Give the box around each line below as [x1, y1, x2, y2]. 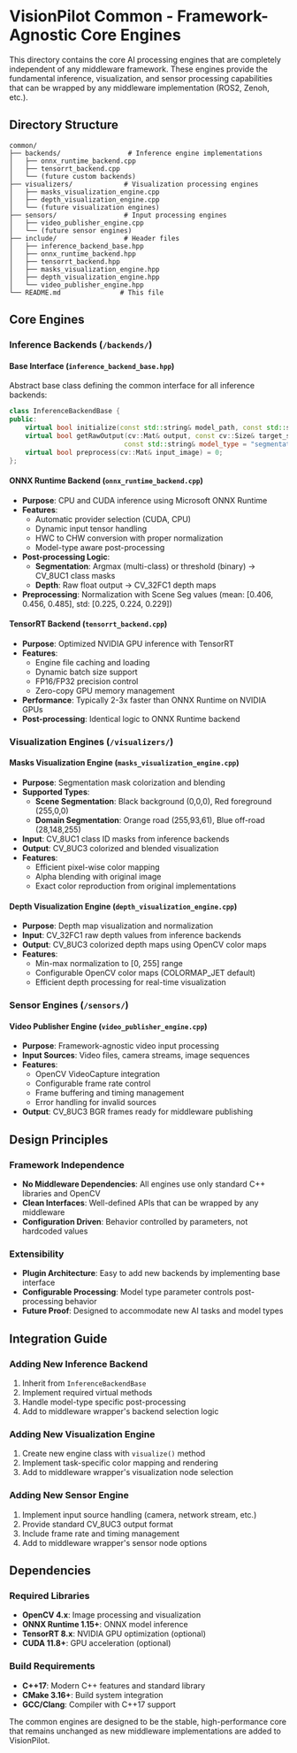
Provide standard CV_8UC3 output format [21, 1518, 174, 1529]
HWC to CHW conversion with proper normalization [34, 533, 224, 543]
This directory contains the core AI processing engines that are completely [9, 54, 281, 65]
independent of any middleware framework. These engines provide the [9, 64, 268, 74]
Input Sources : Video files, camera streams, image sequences [21, 1050, 250, 1061]
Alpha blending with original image [34, 871, 162, 881]
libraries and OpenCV [21, 1188, 101, 1198]
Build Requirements [9, 1660, 95, 1672]
